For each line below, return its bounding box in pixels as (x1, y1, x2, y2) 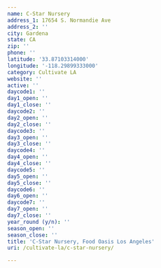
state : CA (7, 36, 36, 43)
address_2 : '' (7, 23, 49, 30)
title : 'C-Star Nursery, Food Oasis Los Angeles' (7, 238, 155, 245)
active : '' (7, 82, 39, 89)
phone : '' (7, 50, 36, 57)
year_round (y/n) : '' (7, 218, 71, 225)
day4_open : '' (7, 153, 49, 161)
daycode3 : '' (7, 127, 45, 134)
